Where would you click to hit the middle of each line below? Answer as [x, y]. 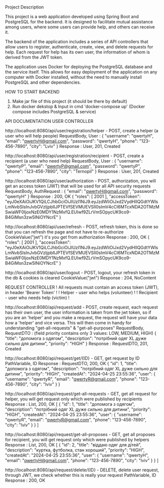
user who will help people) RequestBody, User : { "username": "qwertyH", [79, 136]
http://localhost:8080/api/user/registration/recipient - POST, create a [75, 156]
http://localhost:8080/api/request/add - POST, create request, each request [82, 307]
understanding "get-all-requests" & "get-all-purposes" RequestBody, [75, 328]
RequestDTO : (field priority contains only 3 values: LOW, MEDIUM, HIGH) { [81, 333]
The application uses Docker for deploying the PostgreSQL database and [79, 67]
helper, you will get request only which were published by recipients [74, 399]
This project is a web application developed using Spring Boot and [72, 16]
